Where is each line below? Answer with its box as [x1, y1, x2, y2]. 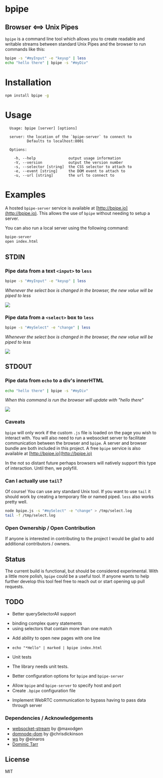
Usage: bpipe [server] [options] [9, 126, 78, 131]
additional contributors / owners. [5, 541, 71, 547]
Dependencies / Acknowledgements [5, 714, 94, 721]
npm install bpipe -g [5, 93, 49, 98]
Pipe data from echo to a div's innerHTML [5, 377, 104, 384]
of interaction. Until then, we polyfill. [5, 465, 78, 471]
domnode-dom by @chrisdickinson [12, 731, 83, 737]
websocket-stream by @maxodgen [12, 726, 83, 731]
